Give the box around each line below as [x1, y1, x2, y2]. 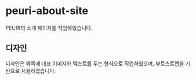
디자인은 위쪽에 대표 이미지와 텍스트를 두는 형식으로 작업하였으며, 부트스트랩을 [5, 60, 184, 67]
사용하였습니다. [21, 67, 56, 74]
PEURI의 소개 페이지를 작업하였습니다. [5, 24, 93, 31]
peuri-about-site [5, 4, 89, 18]
